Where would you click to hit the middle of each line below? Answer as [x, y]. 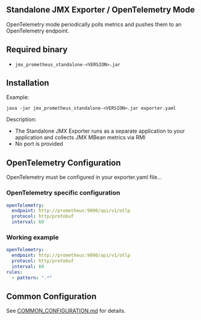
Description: [21, 119]
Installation [28, 83]
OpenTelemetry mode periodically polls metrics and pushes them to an [94, 24]
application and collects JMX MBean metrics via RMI [80, 137]
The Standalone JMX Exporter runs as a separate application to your [100, 131]
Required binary [37, 50]
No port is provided [39, 144]
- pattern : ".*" [32, 278]
